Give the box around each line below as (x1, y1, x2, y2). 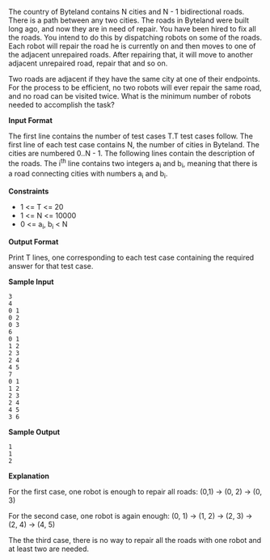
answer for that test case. (8, 261, 94, 271)
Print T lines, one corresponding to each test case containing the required (8, 252, 255, 262)
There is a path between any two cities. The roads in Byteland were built (8, 15, 249, 25)
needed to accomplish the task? (8, 100, 115, 109)
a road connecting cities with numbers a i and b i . (8, 169, 168, 180)
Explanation (8, 471, 50, 481)
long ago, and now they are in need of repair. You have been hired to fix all (8, 24, 256, 33)
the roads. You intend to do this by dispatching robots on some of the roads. (8, 32, 263, 42)
